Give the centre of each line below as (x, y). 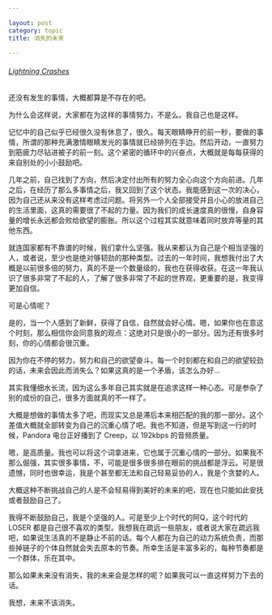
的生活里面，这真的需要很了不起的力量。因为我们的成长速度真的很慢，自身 (132, 210)
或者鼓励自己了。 (37, 500)
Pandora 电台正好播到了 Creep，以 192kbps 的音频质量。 (118, 435)
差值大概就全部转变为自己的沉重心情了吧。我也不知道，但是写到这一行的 (129, 425)
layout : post (30, 23)
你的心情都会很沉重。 (58, 342)
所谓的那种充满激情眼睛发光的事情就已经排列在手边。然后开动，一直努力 (143, 142)
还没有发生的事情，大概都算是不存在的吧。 (79, 97)
